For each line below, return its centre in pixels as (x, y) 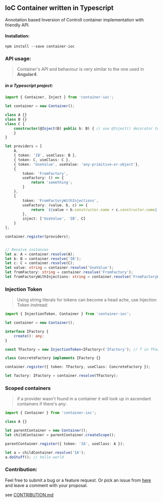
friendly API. (17, 25)
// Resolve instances (27, 250)
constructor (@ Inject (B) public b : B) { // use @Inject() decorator (83, 129)
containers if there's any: (42, 404)
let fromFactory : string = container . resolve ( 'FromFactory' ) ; (69, 272)
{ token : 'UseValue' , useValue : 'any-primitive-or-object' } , (77, 164)
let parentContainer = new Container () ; (47, 430)
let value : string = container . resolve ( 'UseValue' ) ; (59, 268)
